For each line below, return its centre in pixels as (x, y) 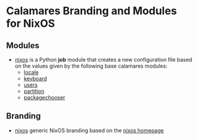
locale (31, 72)
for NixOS (31, 23)
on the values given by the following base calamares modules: (91, 66)
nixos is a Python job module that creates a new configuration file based (103, 60)
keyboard (35, 79)
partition (34, 91)
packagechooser (44, 97)
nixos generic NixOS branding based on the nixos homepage (89, 130)
